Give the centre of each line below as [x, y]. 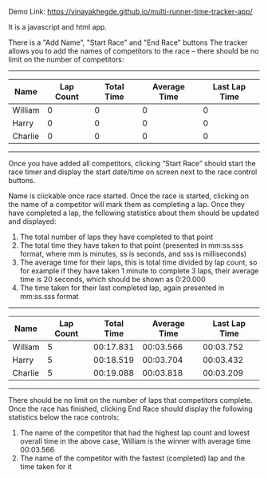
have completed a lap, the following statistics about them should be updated [134, 213]
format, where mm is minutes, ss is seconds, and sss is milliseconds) [133, 254]
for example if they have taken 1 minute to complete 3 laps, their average [139, 271]
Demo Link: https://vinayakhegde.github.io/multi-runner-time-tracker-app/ [130, 12]
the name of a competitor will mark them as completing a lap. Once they [127, 204]
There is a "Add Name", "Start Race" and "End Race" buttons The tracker [128, 42]
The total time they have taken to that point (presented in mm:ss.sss [131, 245]
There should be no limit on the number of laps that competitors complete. [130, 400]
